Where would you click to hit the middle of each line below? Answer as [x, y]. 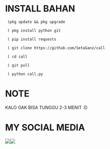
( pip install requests [32, 39]
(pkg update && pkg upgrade [36, 22]
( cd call [17, 57]
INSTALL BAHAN [40, 9]
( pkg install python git [34, 30]
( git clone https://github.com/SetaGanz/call [56, 48]
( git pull [18, 65]
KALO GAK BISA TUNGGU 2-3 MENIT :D [46, 107]
